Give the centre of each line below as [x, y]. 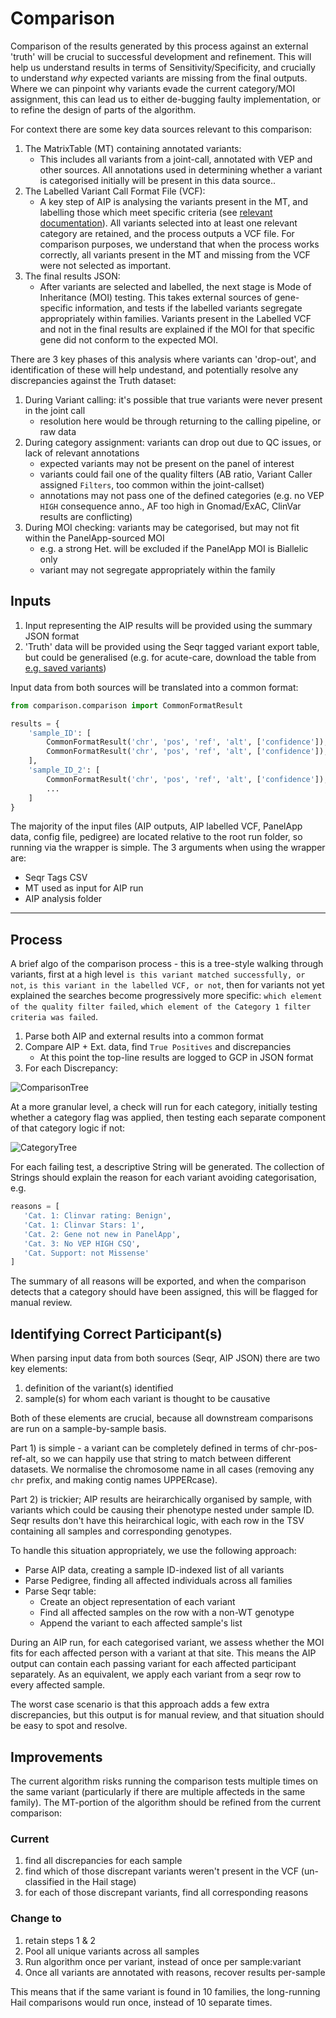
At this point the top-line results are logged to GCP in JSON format [176, 1058]
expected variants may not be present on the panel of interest [167, 463]
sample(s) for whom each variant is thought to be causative [147, 1399]
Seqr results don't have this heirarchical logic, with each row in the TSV [157, 1521]
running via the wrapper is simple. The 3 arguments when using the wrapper [168, 848]
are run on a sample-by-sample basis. [88, 1429]
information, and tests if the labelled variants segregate [188, 308]
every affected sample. [58, 1685]
